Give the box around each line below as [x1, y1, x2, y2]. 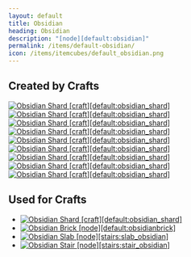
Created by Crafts [8, 79, 99, 93]
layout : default [8, 11, 63, 20]
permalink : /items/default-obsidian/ [8, 42, 135, 50]
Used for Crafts [8, 193, 87, 207]
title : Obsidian [8, 19, 63, 27]
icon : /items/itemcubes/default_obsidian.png [8, 49, 164, 57]
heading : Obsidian [8, 27, 70, 35]
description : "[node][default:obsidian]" [8, 34, 150, 43]
